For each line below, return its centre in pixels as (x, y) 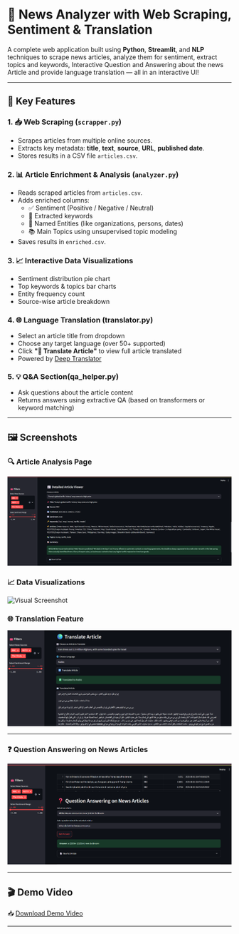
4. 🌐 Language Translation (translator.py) (80, 320)
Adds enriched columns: (54, 200)
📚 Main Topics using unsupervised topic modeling (103, 231)
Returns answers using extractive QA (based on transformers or (111, 400)
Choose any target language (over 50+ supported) (91, 343)
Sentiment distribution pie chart (64, 279)
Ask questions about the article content (75, 392)
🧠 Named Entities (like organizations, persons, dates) (106, 223)
